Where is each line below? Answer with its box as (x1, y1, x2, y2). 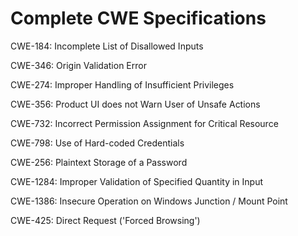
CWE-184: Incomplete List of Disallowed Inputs (10, 40, 204, 52)
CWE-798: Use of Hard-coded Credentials (10, 137, 185, 149)
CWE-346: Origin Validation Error (10, 59, 147, 71)
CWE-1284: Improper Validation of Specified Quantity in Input (10, 175, 264, 187)
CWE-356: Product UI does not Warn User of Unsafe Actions (10, 98, 261, 110)
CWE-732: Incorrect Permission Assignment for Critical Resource (10, 117, 279, 129)
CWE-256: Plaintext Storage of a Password (10, 156, 188, 168)
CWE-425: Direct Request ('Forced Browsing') (10, 214, 201, 226)
